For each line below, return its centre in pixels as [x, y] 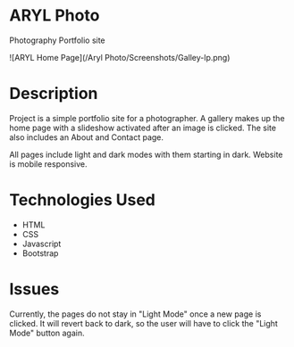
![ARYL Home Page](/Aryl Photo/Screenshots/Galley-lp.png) [120, 57]
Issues [34, 289]
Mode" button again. [47, 333]
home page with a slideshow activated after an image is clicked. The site [143, 128]
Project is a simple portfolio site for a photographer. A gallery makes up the [147, 118]
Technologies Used [83, 200]
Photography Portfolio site [57, 40]
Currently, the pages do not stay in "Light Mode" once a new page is [135, 314]
